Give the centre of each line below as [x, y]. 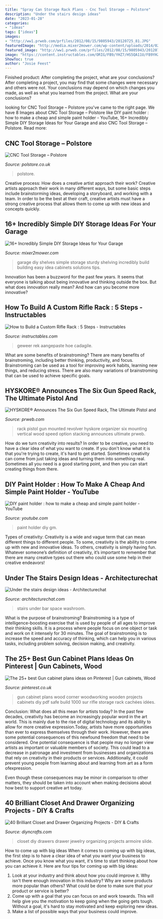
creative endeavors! [25, 563]
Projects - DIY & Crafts [40, 811]
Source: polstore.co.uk [28, 164]
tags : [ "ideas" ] [21, 32]
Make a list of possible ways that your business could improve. [75, 911]
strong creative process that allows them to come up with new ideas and [78, 204]
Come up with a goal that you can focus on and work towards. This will [83, 896]
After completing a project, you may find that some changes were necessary [81, 82]
